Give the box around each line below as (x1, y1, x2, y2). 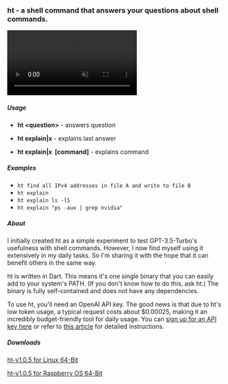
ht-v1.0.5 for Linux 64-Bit (7, 356, 78, 364)
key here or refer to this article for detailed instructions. (7, 322, 164, 331)
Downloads (7, 338, 41, 347)
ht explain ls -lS (17, 197, 70, 204)
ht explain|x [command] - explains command (17, 148, 149, 156)
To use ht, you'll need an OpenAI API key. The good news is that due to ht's (7, 300, 222, 308)
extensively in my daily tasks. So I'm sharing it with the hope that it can (7, 252, 209, 260)
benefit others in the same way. (7, 259, 97, 267)
